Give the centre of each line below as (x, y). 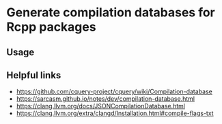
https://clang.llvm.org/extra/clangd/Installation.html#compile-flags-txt (115, 113)
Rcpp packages (51, 27)
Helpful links (34, 75)
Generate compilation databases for (111, 13)
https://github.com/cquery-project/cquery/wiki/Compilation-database (114, 92)
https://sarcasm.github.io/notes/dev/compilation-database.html (106, 99)
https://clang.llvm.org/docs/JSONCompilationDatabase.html (101, 106)
